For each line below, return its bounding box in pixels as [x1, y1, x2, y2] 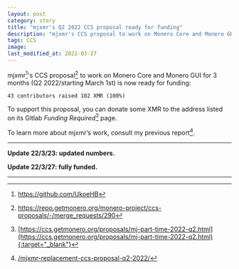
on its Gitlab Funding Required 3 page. [7, 112, 117, 122]
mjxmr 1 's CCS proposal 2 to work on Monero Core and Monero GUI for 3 [7, 69, 217, 79]
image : [7, 43, 27, 51]
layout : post [7, 10, 46, 18]
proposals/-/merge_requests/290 [17, 211, 116, 219]
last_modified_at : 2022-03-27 [7, 51, 97, 58]
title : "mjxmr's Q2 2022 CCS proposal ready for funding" [7, 23, 183, 31]
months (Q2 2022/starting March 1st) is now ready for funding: [7, 78, 191, 87]
